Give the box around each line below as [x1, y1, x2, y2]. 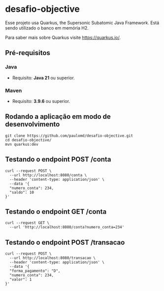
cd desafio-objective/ [5, 137, 52, 142]
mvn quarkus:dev [5, 142, 38, 147]
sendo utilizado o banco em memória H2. [5, 25, 89, 31]
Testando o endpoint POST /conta [5, 155, 111, 163]
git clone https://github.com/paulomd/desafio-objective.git [5, 133, 133, 138]
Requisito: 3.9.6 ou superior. [12, 98, 70, 104]
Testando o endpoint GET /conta [5, 207, 107, 216]
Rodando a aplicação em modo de [5, 112, 111, 121]
